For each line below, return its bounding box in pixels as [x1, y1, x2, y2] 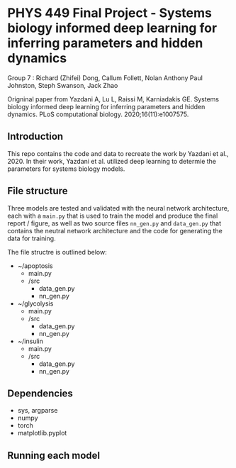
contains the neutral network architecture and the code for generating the [7, 226, 223, 235]
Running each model [7, 449, 101, 462]
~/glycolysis [17, 299, 54, 308]
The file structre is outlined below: [7, 247, 108, 256]
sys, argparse [17, 406, 58, 415]
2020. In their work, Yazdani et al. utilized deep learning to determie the [7, 157, 217, 165]
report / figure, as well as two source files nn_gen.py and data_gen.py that [7, 218, 222, 228]
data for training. [7, 234, 56, 243]
